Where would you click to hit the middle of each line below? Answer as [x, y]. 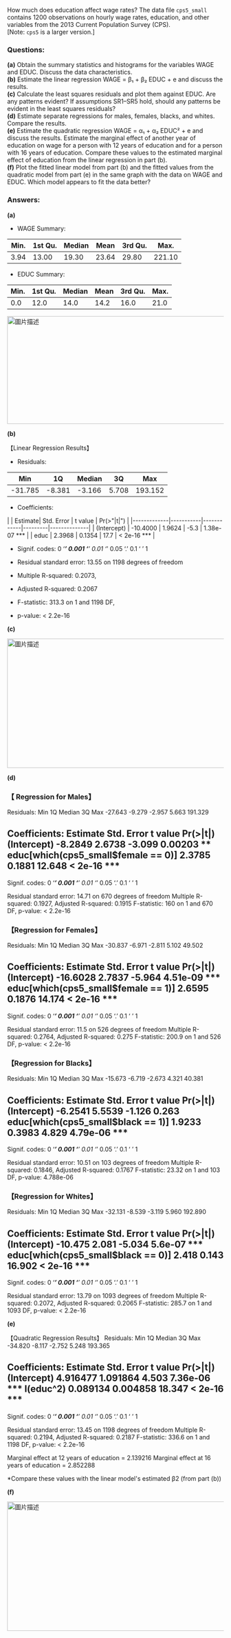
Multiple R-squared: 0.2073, [57, 575]
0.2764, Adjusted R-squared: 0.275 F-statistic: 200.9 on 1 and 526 [127, 1037]
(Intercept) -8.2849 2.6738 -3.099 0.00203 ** [109, 845]
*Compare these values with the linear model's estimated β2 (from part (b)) [114, 1478]
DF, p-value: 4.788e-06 [40, 1177]
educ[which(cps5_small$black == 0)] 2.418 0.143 [115, 1255]
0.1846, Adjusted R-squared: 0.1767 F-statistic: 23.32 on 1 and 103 [127, 1170]
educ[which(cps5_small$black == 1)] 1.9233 [104, 1122]
